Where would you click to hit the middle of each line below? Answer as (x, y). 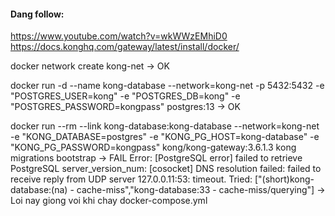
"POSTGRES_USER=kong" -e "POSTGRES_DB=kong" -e (125, 96)
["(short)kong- (284, 179)
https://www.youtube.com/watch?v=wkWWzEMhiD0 (119, 36)
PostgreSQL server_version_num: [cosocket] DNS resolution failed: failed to (166, 169)
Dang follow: (37, 14)
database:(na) (39, 190)
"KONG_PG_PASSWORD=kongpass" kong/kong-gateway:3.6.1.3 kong (153, 147)
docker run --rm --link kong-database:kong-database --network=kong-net (165, 126)
